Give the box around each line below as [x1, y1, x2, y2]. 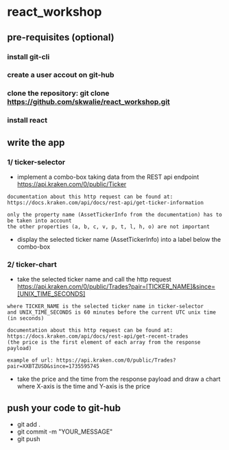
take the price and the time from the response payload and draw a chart [16, 375, 221, 384]
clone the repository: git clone [7, 88, 110, 98]
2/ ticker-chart [7, 260, 57, 269]
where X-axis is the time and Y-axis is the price [16, 382, 151, 390]
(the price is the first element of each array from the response [7, 339, 201, 346]
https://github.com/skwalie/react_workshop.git [7, 97, 170, 107]
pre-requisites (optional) [7, 32, 114, 43]
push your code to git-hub [7, 402, 121, 414]
